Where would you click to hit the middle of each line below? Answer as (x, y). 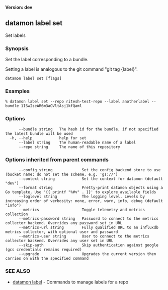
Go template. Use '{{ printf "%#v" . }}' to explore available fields (81, 192)
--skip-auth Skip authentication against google (88, 245)
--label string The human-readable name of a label (77, 142)
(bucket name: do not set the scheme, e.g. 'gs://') (62, 174)
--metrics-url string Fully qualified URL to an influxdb (88, 227)
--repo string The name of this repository (69, 147)
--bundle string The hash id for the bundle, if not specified (88, 129)
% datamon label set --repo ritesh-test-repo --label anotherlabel (77, 102)
